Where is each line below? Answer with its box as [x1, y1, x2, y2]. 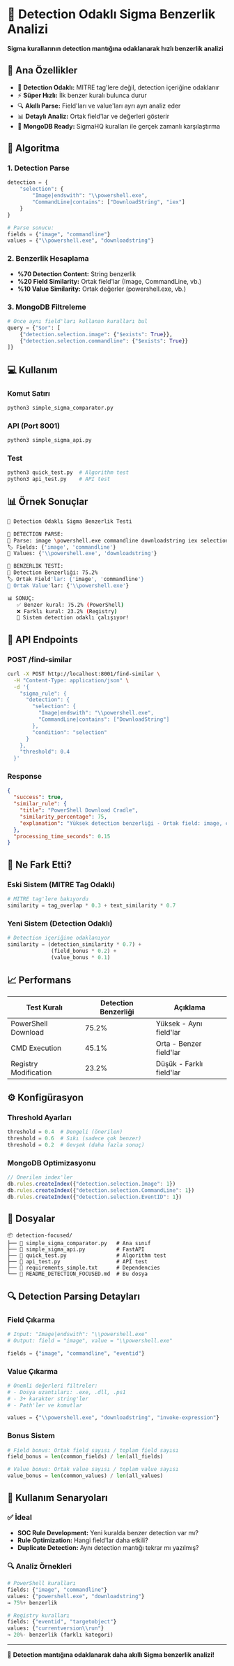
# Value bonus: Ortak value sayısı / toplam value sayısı [7, 1466, 179, 1473]
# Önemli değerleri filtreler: [7, 1382, 98, 1389]
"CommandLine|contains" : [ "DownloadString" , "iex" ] [32, 199, 186, 206]
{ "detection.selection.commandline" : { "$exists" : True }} [19, 337, 189, 345]
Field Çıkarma [7, 1314, 56, 1324]
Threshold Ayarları [7, 1112, 72, 1122]
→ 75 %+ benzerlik [7, 1599, 58, 1607]
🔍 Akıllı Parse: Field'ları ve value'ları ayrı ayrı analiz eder [17, 101, 181, 110]
